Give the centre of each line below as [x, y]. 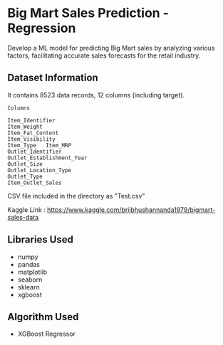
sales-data [23, 217]
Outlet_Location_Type [40, 170]
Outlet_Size [25, 164]
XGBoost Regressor [47, 334]
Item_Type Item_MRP [40, 145]
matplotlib [32, 272]
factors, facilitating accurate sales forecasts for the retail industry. [104, 55]
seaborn [30, 280]
